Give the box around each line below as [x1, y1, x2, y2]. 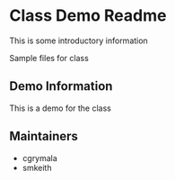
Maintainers [9, 129, 79, 144]
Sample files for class [9, 52, 90, 63]
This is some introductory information [9, 35, 148, 46]
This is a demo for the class [9, 103, 112, 113]
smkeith [22, 162, 52, 173]
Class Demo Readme [9, 5, 167, 26]
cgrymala [22, 152, 58, 163]
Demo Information [9, 78, 113, 94]
